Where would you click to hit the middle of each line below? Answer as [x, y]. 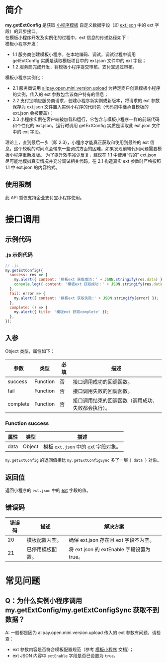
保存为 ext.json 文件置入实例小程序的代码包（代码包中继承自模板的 [81, 107]
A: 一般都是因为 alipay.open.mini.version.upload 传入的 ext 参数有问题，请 [81, 633]
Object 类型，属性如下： [30, 351]
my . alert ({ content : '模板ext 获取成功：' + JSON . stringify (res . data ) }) [89, 280]
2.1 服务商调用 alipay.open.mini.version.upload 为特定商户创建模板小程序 [86, 88]
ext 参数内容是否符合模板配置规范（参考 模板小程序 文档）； [73, 649]
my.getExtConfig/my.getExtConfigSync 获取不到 [82, 610]
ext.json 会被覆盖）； [33, 113]
